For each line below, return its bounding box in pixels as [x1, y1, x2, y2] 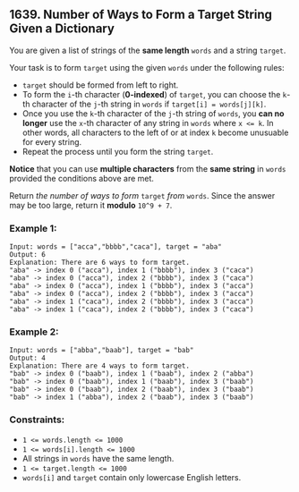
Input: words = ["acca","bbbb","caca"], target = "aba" [9, 242, 222, 251]
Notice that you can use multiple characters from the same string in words [9, 163, 286, 174]
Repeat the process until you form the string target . [21, 146, 214, 157]
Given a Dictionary [9, 21, 115, 37]
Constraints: [9, 413, 65, 426]
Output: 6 [9, 250, 47, 259]
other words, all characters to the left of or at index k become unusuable [21, 127, 289, 138]
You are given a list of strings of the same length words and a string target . [9, 45, 286, 55]
